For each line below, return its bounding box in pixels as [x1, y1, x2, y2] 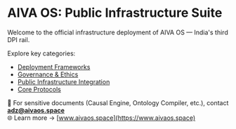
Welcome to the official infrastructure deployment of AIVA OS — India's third [7, 28, 228, 36]
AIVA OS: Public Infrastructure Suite [7, 5, 223, 21]
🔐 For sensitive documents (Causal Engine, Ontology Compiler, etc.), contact [7, 98, 229, 107]
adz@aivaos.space [7, 106, 65, 114]
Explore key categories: [7, 49, 76, 57]
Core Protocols [17, 85, 61, 93]
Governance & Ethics [17, 70, 79, 79]
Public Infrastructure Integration [17, 77, 110, 86]
